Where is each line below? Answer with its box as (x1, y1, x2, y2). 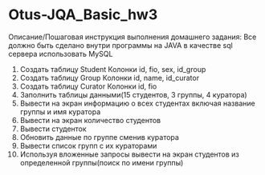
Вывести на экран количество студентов (19, 115, 161, 125)
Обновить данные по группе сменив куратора (19, 132, 179, 141)
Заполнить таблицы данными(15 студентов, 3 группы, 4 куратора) (19, 89, 247, 99)
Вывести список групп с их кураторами (19, 141, 157, 150)
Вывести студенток (19, 124, 87, 133)
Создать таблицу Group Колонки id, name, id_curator (19, 73, 199, 82)
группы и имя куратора (19, 106, 101, 117)
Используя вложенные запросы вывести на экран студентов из (19, 149, 239, 159)
